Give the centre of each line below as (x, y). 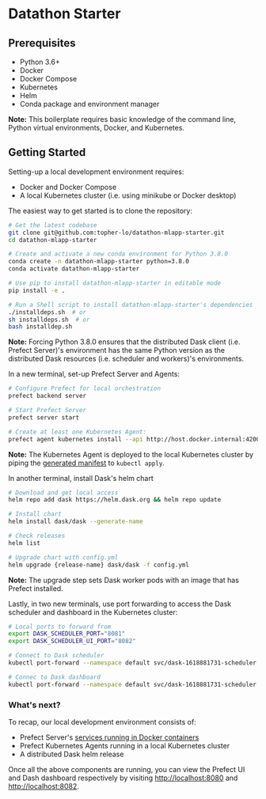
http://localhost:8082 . (44, 786)
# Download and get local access (63, 492)
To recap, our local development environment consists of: (102, 721)
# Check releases (37, 536)
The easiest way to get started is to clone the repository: (100, 210)
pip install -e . (37, 290)
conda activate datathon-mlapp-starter (74, 269)
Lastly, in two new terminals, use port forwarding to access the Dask (120, 604)
